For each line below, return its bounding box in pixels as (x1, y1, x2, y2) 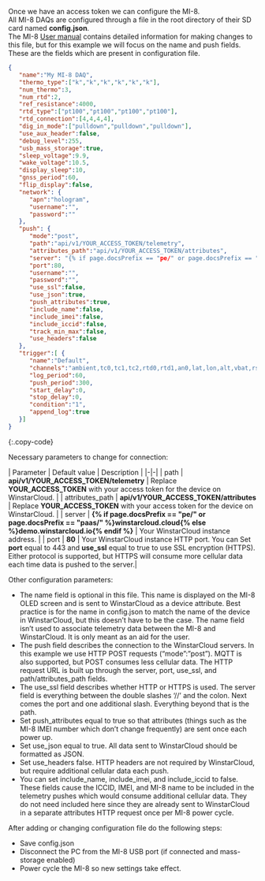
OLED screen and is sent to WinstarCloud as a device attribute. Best (19, 598, 241, 608)
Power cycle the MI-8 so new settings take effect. (19, 863, 181, 873)
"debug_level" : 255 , (18, 137, 83, 145)
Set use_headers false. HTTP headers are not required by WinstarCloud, (19, 757, 255, 767)
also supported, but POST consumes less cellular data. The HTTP (19, 657, 233, 667)
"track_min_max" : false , (28, 327, 108, 336)
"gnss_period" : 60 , (18, 173, 80, 182)
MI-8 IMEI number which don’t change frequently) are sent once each (19, 724, 247, 734)
